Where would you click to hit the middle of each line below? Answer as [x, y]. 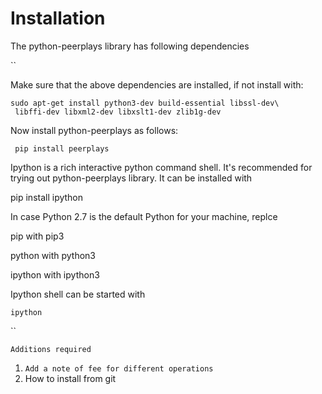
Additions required [51, 349]
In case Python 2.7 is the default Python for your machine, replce [144, 216]
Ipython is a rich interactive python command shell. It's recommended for [161, 167]
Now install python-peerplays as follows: [94, 130]
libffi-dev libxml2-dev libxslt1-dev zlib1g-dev [118, 112]
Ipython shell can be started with [78, 294]
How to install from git [70, 378]
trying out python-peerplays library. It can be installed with [131, 178]
